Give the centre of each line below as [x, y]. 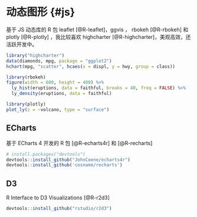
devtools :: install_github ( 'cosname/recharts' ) [64, 165]
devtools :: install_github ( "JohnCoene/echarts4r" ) [68, 160]
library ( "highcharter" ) [35, 55]
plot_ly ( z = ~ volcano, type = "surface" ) [58, 110]
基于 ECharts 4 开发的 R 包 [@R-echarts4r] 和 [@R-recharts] [79, 143]
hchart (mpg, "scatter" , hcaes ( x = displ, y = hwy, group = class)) [91, 66]
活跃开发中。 [22, 44]
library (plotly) [26, 104]
